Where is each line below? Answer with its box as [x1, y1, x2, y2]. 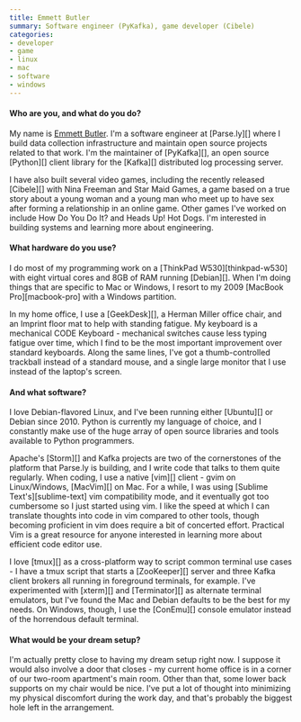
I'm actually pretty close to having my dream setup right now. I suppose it [9, 654, 281, 665]
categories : [9, 30, 54, 39]
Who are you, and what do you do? [9, 108, 142, 119]
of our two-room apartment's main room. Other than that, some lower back [9, 673, 287, 684]
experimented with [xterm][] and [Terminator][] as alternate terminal [9, 585, 262, 596]
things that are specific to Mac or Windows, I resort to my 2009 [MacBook [9, 282, 284, 293]
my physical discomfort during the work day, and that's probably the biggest [9, 692, 293, 703]
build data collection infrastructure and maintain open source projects [9, 137, 268, 149]
